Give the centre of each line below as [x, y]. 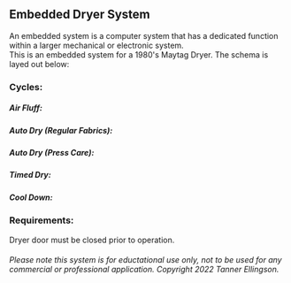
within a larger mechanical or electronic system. [96, 45]
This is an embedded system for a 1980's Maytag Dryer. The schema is [139, 54]
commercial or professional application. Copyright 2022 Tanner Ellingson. [144, 270]
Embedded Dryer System [80, 15]
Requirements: [42, 220]
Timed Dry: [30, 175]
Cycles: [26, 87]
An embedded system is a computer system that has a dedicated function [144, 35]
